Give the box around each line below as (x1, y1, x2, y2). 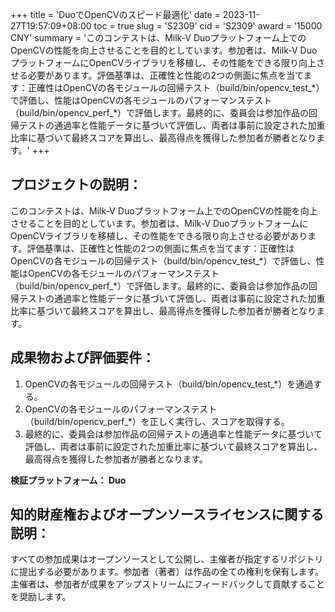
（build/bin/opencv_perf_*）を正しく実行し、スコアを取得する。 (24, 415, 290, 427)
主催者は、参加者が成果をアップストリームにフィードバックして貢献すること (10, 578, 325, 590)
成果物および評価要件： (10, 349, 155, 367)
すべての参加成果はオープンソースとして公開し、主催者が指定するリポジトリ (10, 553, 324, 565)
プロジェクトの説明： (10, 176, 142, 193)
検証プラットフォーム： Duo (10, 474, 127, 486)
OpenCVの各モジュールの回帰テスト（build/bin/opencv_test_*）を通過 (24, 378, 314, 390)
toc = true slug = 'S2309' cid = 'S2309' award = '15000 (93, 20, 323, 32)
